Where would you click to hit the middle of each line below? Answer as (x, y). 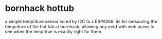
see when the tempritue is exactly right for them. (54, 31)
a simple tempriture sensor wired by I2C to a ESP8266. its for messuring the (81, 21)
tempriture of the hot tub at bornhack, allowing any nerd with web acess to (80, 26)
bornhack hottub (40, 8)
